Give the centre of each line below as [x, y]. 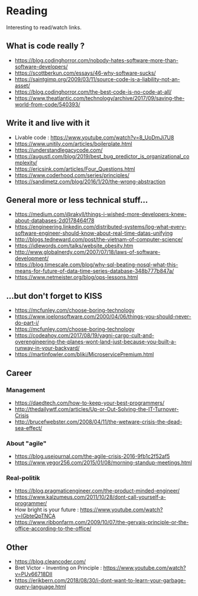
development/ [32, 259]
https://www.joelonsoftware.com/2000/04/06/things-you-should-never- [103, 317]
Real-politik [23, 478]
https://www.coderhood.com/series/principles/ [72, 175]
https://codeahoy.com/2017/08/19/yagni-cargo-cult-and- [85, 336]
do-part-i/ [27, 323]
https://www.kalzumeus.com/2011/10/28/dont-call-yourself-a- [90, 497]
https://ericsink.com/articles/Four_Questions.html [75, 169]
